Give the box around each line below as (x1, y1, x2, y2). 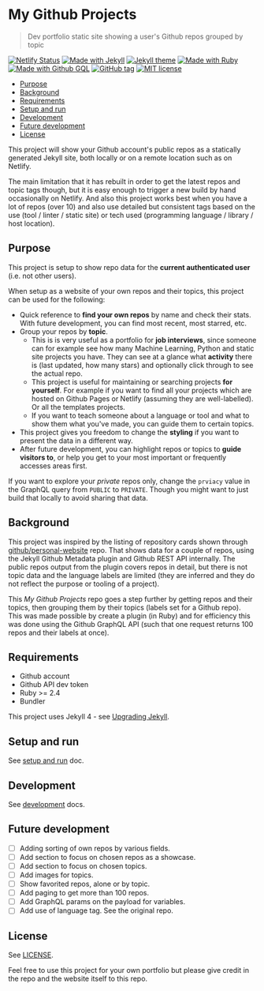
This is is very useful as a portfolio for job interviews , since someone (31, 335, 257, 344)
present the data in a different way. (19, 436, 134, 445)
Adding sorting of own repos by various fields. (19, 843, 171, 853)
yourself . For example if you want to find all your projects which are (31, 385, 252, 395)
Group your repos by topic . (19, 326, 109, 336)
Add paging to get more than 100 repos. (19, 888, 150, 898)
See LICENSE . (8, 950, 54, 960)
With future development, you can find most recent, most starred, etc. (19, 318, 247, 328)
